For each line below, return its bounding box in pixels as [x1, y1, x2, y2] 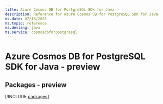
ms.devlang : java [5, 25, 41, 30]
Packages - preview [5, 81, 67, 89]
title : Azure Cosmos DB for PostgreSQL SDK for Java [5, 7, 115, 12]
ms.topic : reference [5, 21, 47, 26]
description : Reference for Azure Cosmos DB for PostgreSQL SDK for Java [5, 12, 159, 17]
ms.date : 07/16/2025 [5, 16, 47, 21]
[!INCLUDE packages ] [5, 94, 49, 99]
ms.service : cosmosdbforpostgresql [5, 30, 78, 35]
